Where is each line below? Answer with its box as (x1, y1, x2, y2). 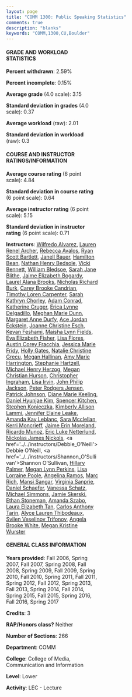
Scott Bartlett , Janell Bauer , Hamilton (6, 253, 95, 260)
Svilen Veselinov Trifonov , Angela (6, 515, 86, 522)
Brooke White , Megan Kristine (6, 521, 78, 529)
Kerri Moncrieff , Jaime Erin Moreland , (6, 421, 96, 429)
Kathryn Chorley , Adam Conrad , (6, 297, 83, 304)
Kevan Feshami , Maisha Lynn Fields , (6, 328, 93, 335)
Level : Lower (6, 672, 37, 679)
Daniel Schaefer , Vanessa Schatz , (6, 484, 88, 491)
